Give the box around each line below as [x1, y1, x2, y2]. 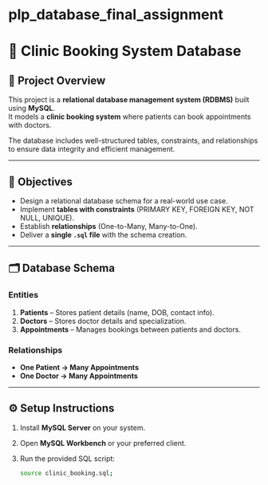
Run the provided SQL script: [19, 453, 116, 463]
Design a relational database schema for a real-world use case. [19, 196, 229, 205]
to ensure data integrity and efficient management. [8, 144, 175, 154]
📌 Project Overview [8, 73, 106, 87]
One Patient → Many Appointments [19, 362, 140, 372]
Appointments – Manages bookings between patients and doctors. [19, 325, 242, 334]
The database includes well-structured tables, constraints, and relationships [8, 136, 258, 145]
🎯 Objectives [8, 175, 73, 188]
